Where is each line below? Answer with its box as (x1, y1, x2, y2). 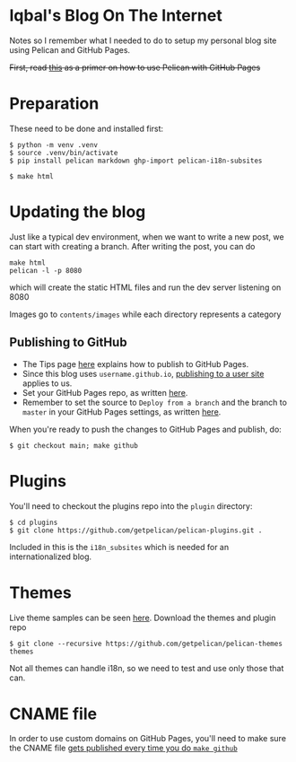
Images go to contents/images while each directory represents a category (9, 309, 282, 320)
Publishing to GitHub (9, 335, 127, 350)
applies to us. (22, 378, 73, 389)
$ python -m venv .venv (9, 140, 99, 149)
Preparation (9, 93, 100, 114)
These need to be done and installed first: (9, 123, 164, 134)
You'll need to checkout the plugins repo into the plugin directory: (9, 500, 253, 512)
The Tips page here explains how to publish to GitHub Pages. (22, 358, 249, 369)
